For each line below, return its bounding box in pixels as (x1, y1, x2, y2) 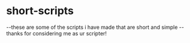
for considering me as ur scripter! (24, 29, 107, 37)
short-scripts (6, 4, 74, 18)
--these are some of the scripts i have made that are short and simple (6, 24, 178, 31)
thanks (6, 29, 23, 37)
